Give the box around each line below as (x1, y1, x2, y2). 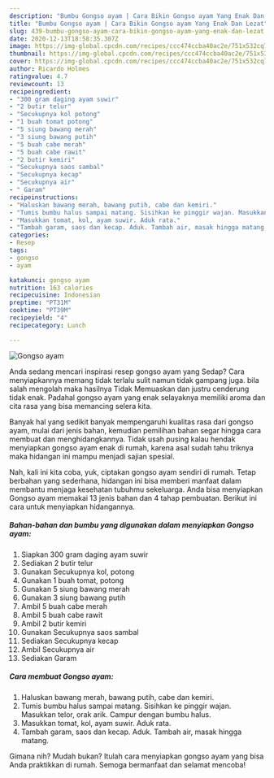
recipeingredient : (9, 87, 72, 96)
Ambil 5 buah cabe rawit (20, 610, 103, 619)
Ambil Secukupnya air (20, 644, 95, 654)
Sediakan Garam (20, 653, 77, 663)
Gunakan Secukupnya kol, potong (20, 567, 135, 576)
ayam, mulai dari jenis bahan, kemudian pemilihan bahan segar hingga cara (9, 425, 262, 435)
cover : (9, 58, 32, 66)
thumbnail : (9, 50, 46, 58)
